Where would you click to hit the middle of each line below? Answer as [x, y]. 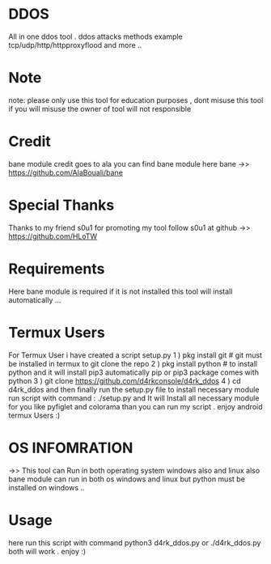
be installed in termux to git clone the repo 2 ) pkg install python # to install [133, 363]
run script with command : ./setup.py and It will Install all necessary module [134, 398]
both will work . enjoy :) [47, 551]
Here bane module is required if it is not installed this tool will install [121, 291]
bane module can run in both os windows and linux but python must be [127, 479]
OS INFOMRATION [71, 448]
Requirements [57, 269]
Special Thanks [61, 205]
